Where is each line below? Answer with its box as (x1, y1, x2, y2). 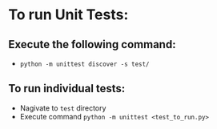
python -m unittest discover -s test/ (19, 60, 150, 68)
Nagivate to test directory (19, 103, 106, 113)
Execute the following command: (8, 38, 176, 51)
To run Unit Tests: (8, 6, 129, 24)
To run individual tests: (8, 82, 126, 95)
